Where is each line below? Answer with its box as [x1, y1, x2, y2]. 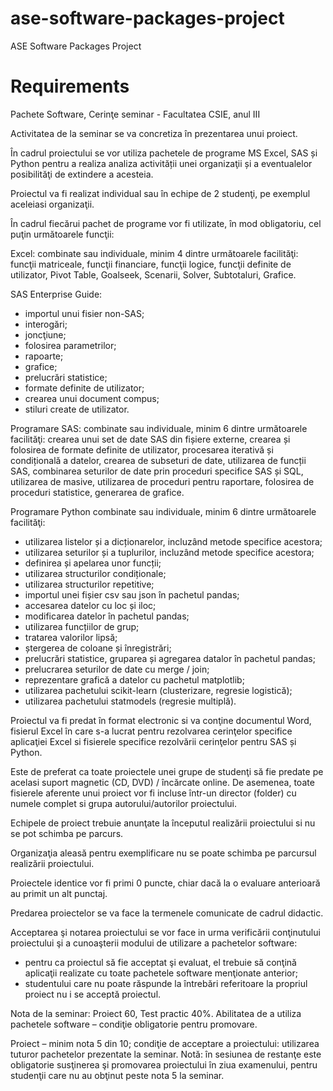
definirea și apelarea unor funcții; [24, 557, 162, 569]
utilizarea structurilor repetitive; [24, 578, 155, 590]
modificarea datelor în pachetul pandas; [24, 610, 190, 622]
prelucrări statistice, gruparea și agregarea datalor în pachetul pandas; [24, 652, 316, 664]
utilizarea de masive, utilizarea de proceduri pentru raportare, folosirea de [10, 475, 315, 487]
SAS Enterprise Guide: [10, 288, 103, 300]
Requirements [10, 75, 130, 98]
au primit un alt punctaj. [10, 887, 108, 899]
